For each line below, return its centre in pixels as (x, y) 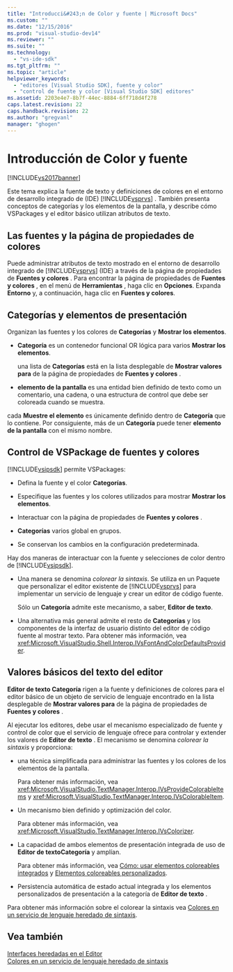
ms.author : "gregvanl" (40, 117)
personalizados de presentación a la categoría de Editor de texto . (112, 894)
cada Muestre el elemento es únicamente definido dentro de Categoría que (116, 415)
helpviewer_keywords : (39, 79)
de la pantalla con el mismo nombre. (60, 431)
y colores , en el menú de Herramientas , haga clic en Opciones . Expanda (114, 286)
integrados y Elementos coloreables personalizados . (93, 873)
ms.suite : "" (26, 46)
